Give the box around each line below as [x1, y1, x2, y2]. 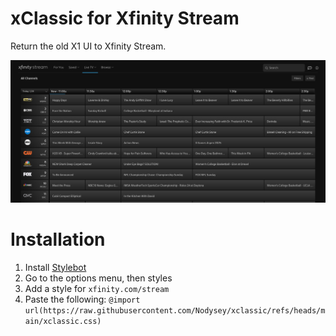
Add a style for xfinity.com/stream [24, 282, 170, 294]
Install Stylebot [24, 261, 87, 273]
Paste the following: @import [24, 293, 141, 305]
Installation [10, 228, 106, 251]
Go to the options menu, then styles [24, 272, 173, 284]
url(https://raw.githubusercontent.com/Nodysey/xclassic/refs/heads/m [24, 305, 326, 316]
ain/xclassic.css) [24, 316, 102, 326]
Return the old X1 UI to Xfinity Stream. [10, 40, 167, 52]
